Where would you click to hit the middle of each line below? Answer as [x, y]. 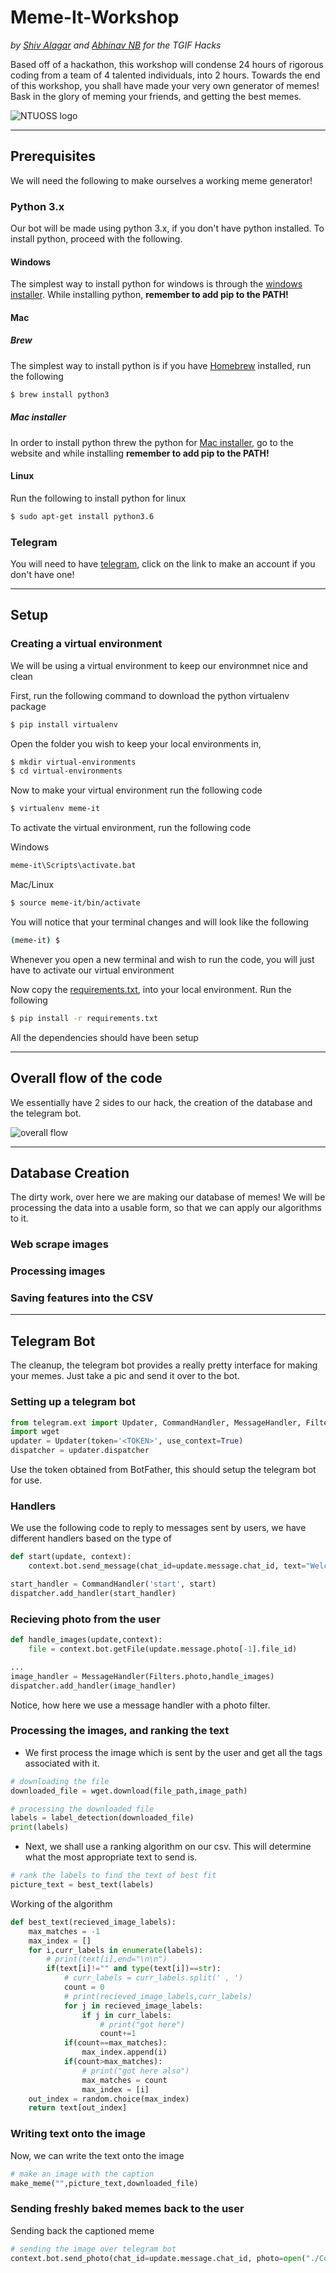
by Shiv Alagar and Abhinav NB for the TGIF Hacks [116, 45]
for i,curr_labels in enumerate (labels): [115, 1950]
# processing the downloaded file [82, 1809]
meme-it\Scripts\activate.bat [73, 866]
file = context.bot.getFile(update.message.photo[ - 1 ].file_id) [163, 1649]
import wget [35, 1432]
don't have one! [42, 575]
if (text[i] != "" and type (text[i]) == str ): [134, 1969]
